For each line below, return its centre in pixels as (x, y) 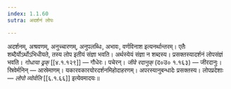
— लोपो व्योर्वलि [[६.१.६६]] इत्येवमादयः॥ (54, 78)
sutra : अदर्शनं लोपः (31, 20)
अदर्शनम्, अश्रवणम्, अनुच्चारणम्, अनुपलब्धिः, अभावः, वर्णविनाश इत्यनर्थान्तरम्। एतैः (97, 46)
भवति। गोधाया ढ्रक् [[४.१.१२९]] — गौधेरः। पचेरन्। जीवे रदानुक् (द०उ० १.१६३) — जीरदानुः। (115, 62)
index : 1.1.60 (28, 14)
